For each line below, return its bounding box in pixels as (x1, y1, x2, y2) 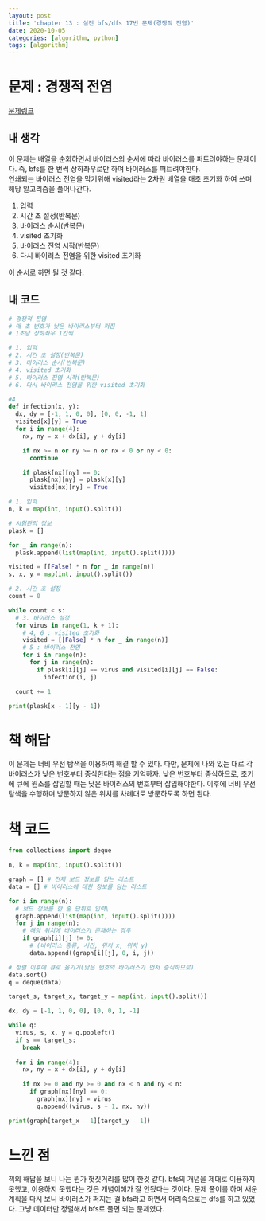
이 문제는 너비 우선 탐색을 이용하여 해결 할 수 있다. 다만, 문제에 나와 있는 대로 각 (8, 759, 253, 769)
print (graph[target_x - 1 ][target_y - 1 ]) (8, 1117, 151, 1125)
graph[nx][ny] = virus (37, 1095, 112, 1103)
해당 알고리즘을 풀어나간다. (8, 184, 91, 194)
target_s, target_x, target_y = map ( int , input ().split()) (8, 992, 208, 1000)
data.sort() (8, 971, 48, 979)
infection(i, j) (43, 673, 98, 681)
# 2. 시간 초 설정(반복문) (8, 351, 84, 359)
